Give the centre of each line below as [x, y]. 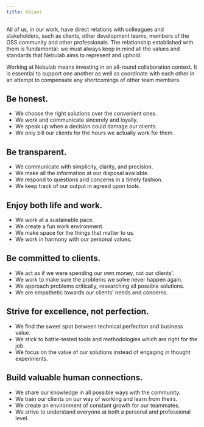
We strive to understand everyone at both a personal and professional [103, 412]
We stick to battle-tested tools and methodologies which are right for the [106, 339]
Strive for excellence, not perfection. [78, 312]
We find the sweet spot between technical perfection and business [99, 326]
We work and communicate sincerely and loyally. [76, 120]
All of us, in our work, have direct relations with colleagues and [85, 29]
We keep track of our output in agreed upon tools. [78, 186]
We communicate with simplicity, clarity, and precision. [84, 167]
